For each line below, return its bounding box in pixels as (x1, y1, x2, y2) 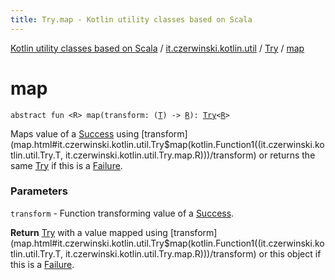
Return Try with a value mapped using (10, 226, 168, 238)
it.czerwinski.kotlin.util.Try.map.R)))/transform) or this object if (64, 247, 322, 260)
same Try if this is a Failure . (10, 159, 123, 171)
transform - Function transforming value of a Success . (10, 207, 235, 219)
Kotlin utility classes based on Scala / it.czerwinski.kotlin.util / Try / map (10, 42, 305, 54)
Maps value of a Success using (10, 127, 140, 140)
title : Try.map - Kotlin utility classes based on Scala (10, 14, 253, 25)
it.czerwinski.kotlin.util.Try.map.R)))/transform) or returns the (64, 149, 316, 161)
